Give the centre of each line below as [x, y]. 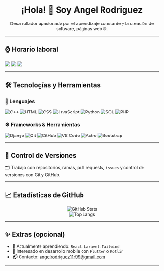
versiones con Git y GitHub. [33, 174]
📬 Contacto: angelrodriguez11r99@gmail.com [59, 257]
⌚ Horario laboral [32, 50]
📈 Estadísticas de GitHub [45, 195]
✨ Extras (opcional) [35, 234]
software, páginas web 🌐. [82, 28]
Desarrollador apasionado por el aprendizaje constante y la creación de [82, 23]
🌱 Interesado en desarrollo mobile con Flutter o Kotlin [68, 251]
